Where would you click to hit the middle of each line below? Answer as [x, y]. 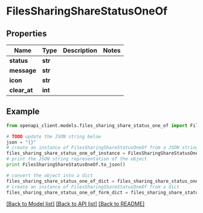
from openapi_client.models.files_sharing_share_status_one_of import [97, 125]
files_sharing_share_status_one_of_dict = [60, 181]
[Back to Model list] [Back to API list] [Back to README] [76, 204]
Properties [27, 34]
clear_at [21, 90]
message [23, 70]
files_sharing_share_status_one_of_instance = [66, 153]
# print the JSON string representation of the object [77, 159]
